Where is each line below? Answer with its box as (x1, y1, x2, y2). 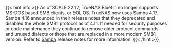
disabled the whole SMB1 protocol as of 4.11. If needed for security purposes (5, 20, 167, 26)
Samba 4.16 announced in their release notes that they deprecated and (5, 15, 155, 21)
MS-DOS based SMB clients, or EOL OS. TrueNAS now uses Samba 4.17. (5, 10, 158, 16)
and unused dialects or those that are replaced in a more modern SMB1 (5, 31, 156, 37)
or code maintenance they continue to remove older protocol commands (5, 26, 159, 32)
